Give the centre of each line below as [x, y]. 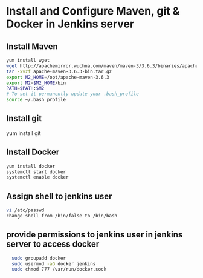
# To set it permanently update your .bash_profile [72, 94]
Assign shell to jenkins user [59, 196]
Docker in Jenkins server [70, 24]
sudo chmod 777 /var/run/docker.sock [59, 270]
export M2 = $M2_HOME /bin [36, 83]
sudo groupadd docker [39, 258]
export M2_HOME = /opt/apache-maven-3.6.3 [58, 77]
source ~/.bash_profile [36, 100]
